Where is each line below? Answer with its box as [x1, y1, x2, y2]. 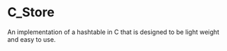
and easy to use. [7, 35, 56, 43]
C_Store [7, 4, 55, 21]
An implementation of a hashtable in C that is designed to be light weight [7, 28, 220, 36]
